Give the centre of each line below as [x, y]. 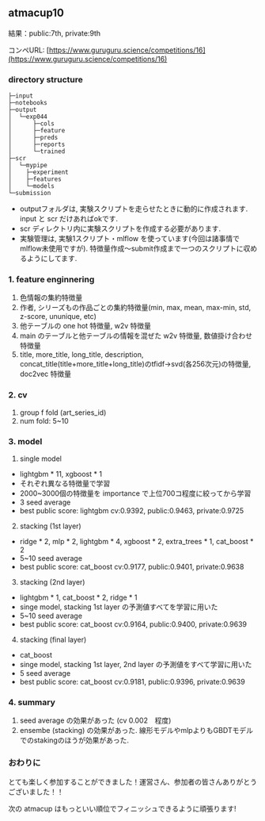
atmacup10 [36, 13]
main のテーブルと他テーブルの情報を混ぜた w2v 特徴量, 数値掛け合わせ [136, 336]
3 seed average [45, 502]
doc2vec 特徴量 [45, 374]
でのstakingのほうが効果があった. [74, 740]
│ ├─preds [33, 138]
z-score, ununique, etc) [58, 317]
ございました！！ [36, 792]
